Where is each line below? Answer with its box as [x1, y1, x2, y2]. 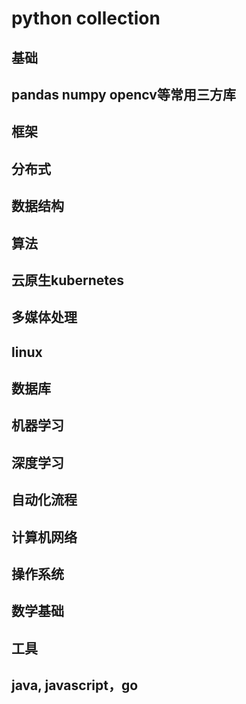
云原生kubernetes [11, 272, 125, 289]
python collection [11, 7, 161, 30]
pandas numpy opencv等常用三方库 [11, 86, 236, 103]
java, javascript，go [11, 677, 139, 694]
